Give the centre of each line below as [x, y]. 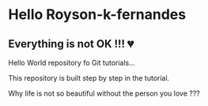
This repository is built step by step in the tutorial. [89, 78]
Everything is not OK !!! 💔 [71, 44]
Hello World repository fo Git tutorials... [72, 62]
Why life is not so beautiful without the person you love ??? [104, 93]
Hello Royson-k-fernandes [97, 15]
